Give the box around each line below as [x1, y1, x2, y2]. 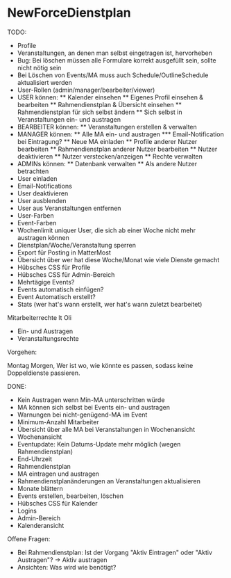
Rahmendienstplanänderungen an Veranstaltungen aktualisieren [17, 476, 201, 485]
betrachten [17, 167, 49, 175]
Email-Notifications [17, 182, 73, 190]
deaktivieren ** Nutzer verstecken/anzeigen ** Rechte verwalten [17, 152, 203, 161]
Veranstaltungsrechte [17, 334, 79, 342]
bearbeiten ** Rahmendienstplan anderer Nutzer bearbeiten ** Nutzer [17, 145, 218, 153]
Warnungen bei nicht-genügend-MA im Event [17, 410, 148, 419]
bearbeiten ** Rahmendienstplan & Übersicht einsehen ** [17, 100, 182, 109]
